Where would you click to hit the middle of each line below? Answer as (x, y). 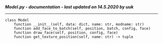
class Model (17, 20)
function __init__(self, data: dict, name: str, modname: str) (79, 24)
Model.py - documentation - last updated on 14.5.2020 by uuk (69, 7)
